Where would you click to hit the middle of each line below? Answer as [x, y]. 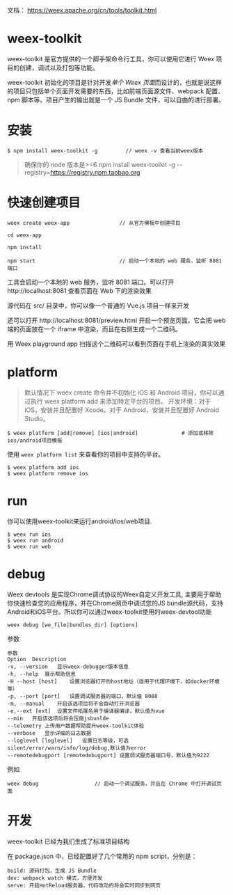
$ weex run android [35, 540]
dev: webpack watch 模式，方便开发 [55, 878]
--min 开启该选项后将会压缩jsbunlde [58, 718]
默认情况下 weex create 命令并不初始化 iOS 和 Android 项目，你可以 [121, 393]
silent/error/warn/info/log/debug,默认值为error [77, 748]
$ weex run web [29, 546]
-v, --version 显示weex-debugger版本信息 [68, 667]
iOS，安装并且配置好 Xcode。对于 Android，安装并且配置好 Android [121, 410]
